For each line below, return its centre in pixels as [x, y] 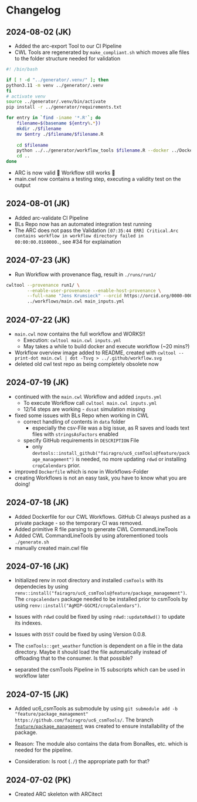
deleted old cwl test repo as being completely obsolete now [87, 364]
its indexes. [28, 623]
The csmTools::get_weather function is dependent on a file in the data [98, 646]
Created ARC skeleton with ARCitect [58, 794]
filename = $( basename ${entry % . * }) [59, 123]
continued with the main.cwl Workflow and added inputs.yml [88, 397]
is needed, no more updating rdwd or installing [131, 459]
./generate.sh [32, 542]
